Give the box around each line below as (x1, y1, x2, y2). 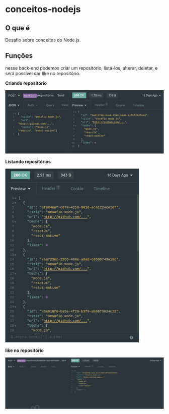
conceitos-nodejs (5, 4, 81, 15)
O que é (5, 24, 30, 32)
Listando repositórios (5, 159, 51, 165)
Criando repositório (5, 80, 47, 86)
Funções (5, 51, 33, 60)
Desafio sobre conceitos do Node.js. (5, 37, 81, 43)
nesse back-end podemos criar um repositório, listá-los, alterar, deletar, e (5, 65, 158, 71)
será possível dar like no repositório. (5, 70, 80, 76)
